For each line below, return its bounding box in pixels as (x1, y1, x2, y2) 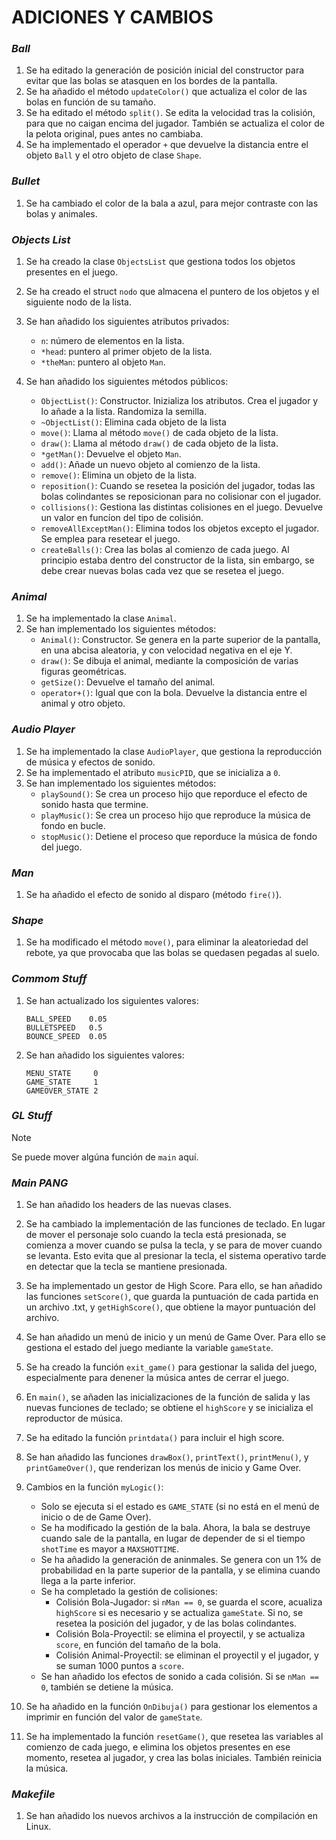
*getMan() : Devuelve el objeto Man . (40, 448, 182, 460)
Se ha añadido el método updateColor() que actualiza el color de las (25, 86, 308, 98)
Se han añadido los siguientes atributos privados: (25, 316, 230, 328)
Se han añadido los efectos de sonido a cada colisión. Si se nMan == (40, 1671, 319, 1683)
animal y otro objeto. (40, 697, 126, 710)
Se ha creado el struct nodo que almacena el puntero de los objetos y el (25, 286, 320, 298)
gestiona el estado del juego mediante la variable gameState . (25, 1342, 274, 1354)
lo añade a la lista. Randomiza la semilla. (40, 406, 207, 418)
